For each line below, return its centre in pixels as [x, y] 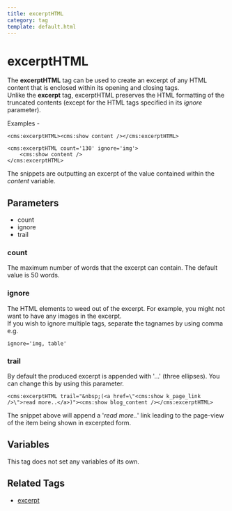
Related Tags [36, 483]
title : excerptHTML [36, 14]
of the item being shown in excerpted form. [69, 423]
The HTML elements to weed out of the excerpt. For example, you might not [116, 308]
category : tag [28, 20]
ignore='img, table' [37, 343]
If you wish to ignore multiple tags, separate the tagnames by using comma [115, 323]
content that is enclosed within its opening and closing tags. [93, 88]
